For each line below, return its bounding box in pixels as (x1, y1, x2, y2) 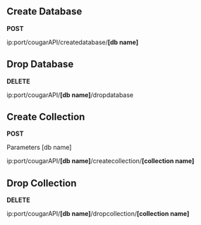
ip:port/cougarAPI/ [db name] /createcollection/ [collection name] (6, 157, 195, 165)
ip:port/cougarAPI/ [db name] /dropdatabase (6, 91, 134, 99)
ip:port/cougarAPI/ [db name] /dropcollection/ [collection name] (6, 210, 190, 218)
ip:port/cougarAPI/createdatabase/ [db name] (6, 38, 139, 46)
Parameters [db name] (6, 143, 72, 152)
